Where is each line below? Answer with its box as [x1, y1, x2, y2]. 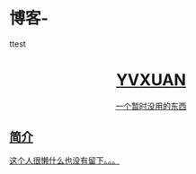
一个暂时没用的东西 [115, 100, 187, 111]
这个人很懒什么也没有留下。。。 [9, 154, 120, 166]
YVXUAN [115, 70, 187, 91]
